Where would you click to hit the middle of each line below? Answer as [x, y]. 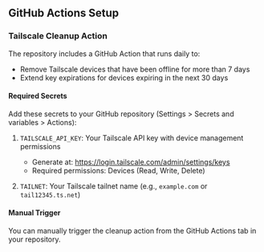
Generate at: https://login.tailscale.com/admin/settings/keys [131, 162]
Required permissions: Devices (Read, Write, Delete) [119, 170]
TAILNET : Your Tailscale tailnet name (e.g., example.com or [114, 186]
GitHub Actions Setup [64, 13]
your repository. [35, 239]
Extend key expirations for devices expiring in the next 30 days [124, 77]
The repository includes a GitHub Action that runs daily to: [104, 53]
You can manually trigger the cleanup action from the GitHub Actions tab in [132, 231]
